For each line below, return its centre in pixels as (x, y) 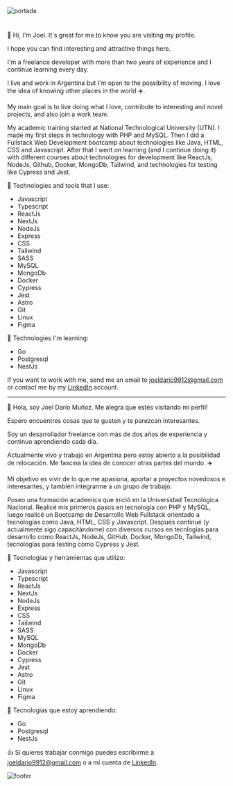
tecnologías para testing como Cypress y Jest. (74, 544)
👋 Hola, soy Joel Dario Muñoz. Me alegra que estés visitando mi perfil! (107, 408)
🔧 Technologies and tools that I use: (58, 186)
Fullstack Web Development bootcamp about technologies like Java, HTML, (115, 143)
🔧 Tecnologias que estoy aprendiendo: (62, 710)
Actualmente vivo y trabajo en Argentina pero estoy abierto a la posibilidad (114, 455)
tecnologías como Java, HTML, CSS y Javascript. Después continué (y (108, 522)
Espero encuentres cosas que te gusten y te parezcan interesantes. (104, 421)
